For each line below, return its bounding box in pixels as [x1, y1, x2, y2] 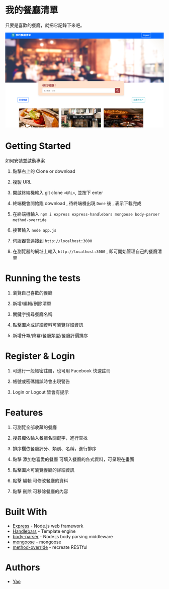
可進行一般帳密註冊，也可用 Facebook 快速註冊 [12, 367, 111, 373]
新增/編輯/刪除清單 [12, 300, 51, 307]
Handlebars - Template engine [12, 528, 76, 534]
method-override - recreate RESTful [12, 544, 88, 550]
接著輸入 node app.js [12, 227, 57, 233]
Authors [5, 561, 40, 573]
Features [5, 407, 43, 418]
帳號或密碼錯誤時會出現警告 [12, 378, 70, 384]
